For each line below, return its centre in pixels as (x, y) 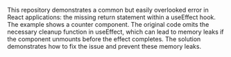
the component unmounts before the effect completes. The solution (104, 39)
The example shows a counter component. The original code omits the (108, 24)
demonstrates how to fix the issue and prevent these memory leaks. (104, 46)
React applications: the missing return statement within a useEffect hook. (112, 17)
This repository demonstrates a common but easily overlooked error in (108, 10)
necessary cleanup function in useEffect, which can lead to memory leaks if (115, 32)
